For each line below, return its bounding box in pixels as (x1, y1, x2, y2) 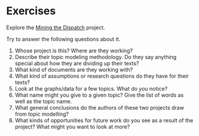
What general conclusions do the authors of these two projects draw (14, 104, 184, 111)
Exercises (6, 4, 56, 18)
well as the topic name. (14, 97, 72, 105)
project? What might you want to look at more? (14, 123, 130, 130)
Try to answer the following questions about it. (6, 35, 121, 42)
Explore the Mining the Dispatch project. (6, 24, 106, 31)
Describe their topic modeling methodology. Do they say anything (14, 53, 177, 60)
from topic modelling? (14, 110, 69, 118)
